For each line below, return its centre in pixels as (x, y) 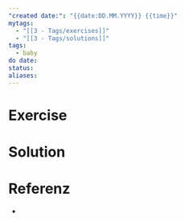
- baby (27, 53)
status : (21, 68)
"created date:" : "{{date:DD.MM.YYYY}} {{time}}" (93, 16)
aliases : (23, 76)
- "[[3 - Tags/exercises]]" (63, 31)
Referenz (39, 189)
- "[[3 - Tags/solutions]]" (63, 38)
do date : (23, 61)
